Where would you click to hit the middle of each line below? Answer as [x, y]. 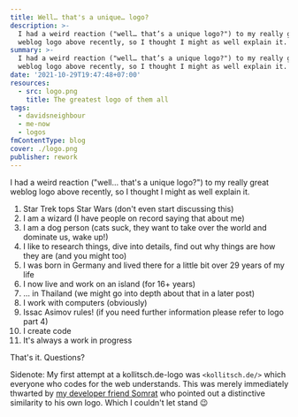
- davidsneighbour [52, 116]
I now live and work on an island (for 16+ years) [109, 284]
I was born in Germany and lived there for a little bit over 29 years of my [154, 265]
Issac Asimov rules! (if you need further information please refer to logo [153, 312]
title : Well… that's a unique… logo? [80, 17]
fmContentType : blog [48, 140]
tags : [20, 108]
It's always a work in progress [77, 340]
